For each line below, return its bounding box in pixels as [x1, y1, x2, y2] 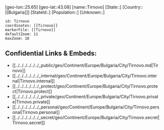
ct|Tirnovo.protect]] [12, 88, 52, 94]
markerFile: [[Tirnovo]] [5, 27, 56, 32]
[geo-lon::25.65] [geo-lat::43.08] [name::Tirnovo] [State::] [5, 4, 121, 10]
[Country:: [122, 4, 143, 10]
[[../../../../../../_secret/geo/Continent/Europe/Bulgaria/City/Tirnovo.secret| [12, 114, 160, 120]
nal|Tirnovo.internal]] [12, 78, 55, 84]
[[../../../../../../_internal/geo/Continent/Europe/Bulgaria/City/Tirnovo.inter [12, 73, 157, 78]
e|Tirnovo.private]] [12, 99, 50, 104]
